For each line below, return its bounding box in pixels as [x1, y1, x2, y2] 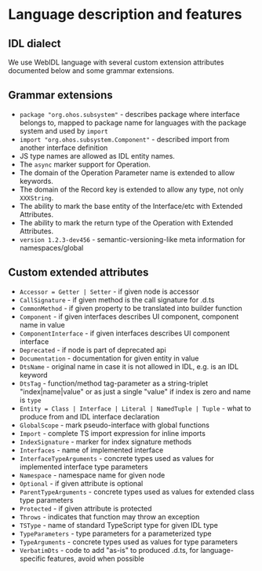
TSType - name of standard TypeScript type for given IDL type [19, 520, 218, 529]
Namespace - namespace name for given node [19, 470, 166, 480]
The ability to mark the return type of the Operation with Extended [19, 218, 234, 227]
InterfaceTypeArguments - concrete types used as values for [19, 453, 214, 463]
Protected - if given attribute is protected [19, 503, 152, 513]
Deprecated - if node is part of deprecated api [19, 345, 166, 354]
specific [19, 554, 45, 563]
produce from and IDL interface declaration [19, 412, 160, 421]
